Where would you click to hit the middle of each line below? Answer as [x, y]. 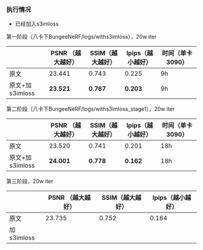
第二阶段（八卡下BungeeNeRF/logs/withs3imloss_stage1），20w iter [91, 109]
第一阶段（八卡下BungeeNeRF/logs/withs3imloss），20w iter [82, 37]
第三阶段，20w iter [30, 181]
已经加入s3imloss [37, 24]
